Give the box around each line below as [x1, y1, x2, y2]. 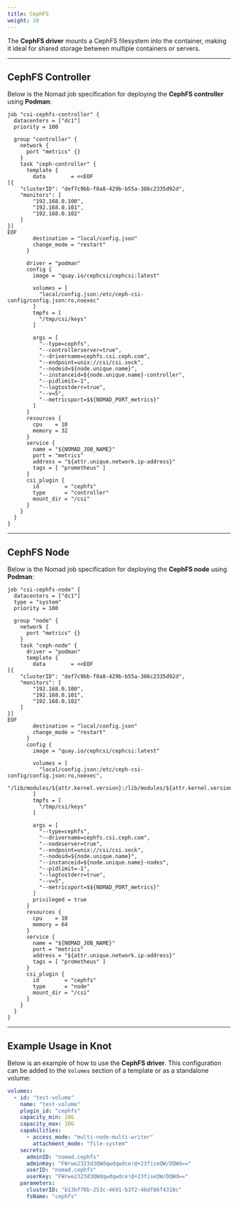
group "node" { [13, 617, 59, 624]
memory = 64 [33, 921, 69, 928]
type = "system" [13, 599, 62, 606]
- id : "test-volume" [13, 1094, 74, 1101]
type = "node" [33, 983, 91, 991]
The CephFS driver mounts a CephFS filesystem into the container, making [7, 36, 227, 45]
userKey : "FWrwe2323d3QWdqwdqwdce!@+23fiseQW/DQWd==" [25, 1173, 189, 1180]
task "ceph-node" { [20, 642, 78, 649]
